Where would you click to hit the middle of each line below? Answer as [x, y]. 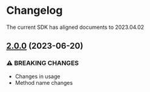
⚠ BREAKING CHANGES [43, 63]
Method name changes [44, 82]
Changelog [34, 11]
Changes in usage [37, 76]
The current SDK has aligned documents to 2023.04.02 [75, 27]
